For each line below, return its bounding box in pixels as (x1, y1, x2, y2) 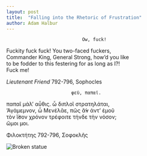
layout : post (6, 8, 39, 15)
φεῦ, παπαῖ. (71, 90, 102, 96)
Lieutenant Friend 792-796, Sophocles (6, 78, 102, 85)
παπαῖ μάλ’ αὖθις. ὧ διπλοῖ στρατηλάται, (6, 100, 110, 108)
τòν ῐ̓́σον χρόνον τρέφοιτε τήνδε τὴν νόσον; (6, 113, 117, 121)
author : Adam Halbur (6, 20, 59, 26)
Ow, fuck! (82, 37, 107, 43)
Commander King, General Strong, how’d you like (6, 54, 129, 61)
